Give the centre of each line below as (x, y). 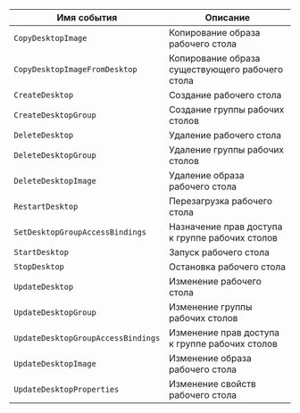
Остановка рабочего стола (227, 267)
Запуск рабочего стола (219, 252)
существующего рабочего (226, 69)
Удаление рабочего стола (225, 135)
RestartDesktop (46, 206)
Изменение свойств (212, 384)
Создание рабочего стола (225, 95)
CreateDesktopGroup (55, 115)
